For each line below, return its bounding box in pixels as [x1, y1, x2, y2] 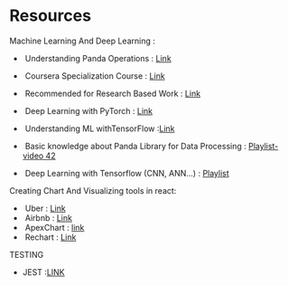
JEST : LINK [22, 266, 65, 277]
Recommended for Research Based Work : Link [24, 88, 201, 99]
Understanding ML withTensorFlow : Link [24, 123, 175, 134]
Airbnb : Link [24, 212, 72, 223]
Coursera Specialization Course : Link [24, 70, 165, 81]
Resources [9, 5, 92, 26]
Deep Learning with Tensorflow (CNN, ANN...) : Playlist [24, 167, 230, 178]
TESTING [9, 249, 44, 260]
